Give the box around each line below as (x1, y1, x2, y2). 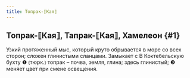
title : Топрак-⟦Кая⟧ (6, 8, 58, 15)
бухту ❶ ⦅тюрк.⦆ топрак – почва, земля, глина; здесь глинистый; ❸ (6, 58, 176, 66)
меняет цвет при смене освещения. (6, 66, 98, 73)
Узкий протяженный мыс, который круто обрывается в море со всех (6, 46, 182, 53)
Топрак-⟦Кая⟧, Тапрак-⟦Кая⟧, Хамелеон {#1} (6, 31, 180, 41)
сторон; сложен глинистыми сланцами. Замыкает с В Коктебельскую (6, 53, 185, 60)
